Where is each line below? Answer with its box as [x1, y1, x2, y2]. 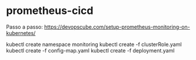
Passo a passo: [6, 23, 43, 30]
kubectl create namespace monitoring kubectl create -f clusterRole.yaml [6, 41, 182, 48]
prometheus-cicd [6, 4, 94, 17]
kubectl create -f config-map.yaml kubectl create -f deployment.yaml [6, 47, 175, 54]
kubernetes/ [6, 29, 36, 36]
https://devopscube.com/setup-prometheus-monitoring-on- [44, 23, 190, 30]
